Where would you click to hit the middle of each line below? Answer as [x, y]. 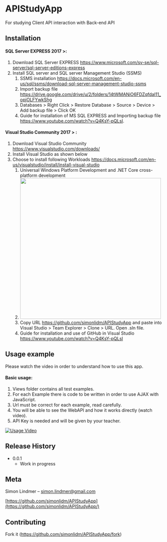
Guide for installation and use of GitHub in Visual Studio [77, 333]
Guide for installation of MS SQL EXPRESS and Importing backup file [90, 115]
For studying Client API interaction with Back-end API [60, 23]
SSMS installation [38, 78]
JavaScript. [24, 399]
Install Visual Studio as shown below [50, 154]
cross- [146, 170]
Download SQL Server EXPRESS [45, 62]
